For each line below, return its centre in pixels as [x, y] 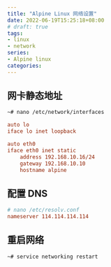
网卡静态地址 [35, 96]
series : [18, 53]
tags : [15, 33]
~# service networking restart [53, 257]
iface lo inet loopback [42, 131]
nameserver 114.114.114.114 [48, 217]
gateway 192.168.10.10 [53, 164]
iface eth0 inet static [42, 150]
